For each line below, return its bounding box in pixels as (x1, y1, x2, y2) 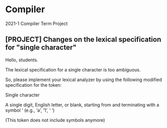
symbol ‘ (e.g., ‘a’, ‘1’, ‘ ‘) (5, 107, 55, 113)
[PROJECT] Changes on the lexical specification (5, 35, 161, 44)
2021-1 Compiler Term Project (5, 20, 68, 27)
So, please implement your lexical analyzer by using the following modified (5, 76, 162, 83)
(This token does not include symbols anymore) (5, 117, 105, 123)
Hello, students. (5, 57, 38, 63)
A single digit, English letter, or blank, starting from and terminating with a (5, 101, 159, 108)
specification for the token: (5, 82, 62, 88)
